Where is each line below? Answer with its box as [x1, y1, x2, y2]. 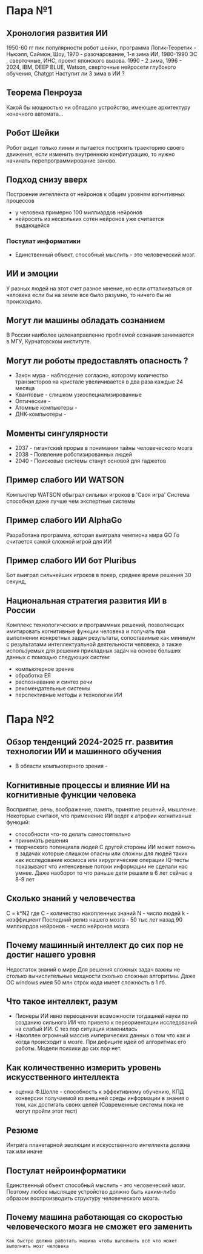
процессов [6, 197, 35, 205]
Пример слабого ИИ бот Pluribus [6, 555, 136, 566]
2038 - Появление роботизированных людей [15, 450, 132, 458]
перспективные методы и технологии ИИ [15, 692, 122, 699]
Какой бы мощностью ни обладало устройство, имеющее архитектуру [6, 103, 191, 111]
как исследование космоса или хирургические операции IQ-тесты [15, 856, 189, 864]
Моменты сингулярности [6, 428, 108, 438]
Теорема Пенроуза [6, 88, 83, 98]
